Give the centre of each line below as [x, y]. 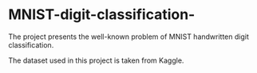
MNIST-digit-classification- [102, 15]
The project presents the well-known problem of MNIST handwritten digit [129, 36]
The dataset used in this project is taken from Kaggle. [96, 60]
